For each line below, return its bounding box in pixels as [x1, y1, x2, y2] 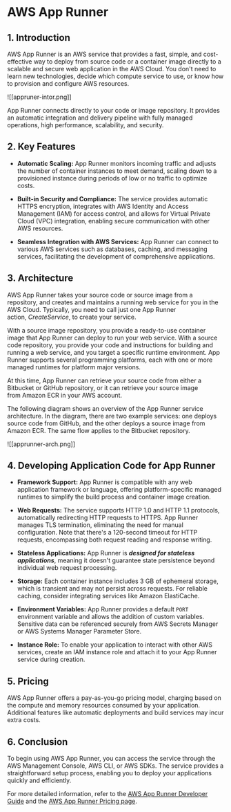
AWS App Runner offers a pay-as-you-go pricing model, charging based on [7, 694, 222, 702]
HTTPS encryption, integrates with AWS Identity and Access [17, 202, 189, 210]
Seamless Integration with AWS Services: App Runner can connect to [17, 237, 219, 246]
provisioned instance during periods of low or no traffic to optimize [17, 174, 208, 182]
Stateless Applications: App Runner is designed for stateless [17, 549, 195, 557]
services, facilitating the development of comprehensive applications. [17, 252, 215, 260]
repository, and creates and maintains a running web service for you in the [7, 298, 219, 306]
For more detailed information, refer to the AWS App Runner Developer [7, 790, 208, 798]
